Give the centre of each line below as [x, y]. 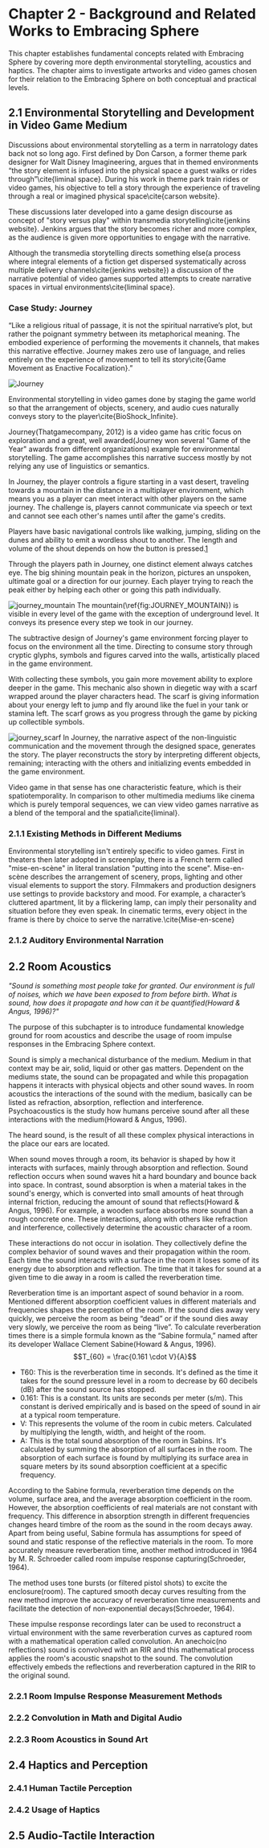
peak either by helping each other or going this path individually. [115, 590]
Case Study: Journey [50, 308]
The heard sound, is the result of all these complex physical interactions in [131, 1135]
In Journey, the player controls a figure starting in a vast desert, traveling [129, 482]
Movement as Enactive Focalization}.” [71, 368]
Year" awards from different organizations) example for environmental [124, 449]
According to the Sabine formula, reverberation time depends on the [121, 1491]
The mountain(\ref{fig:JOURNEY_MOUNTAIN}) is [158, 606]
